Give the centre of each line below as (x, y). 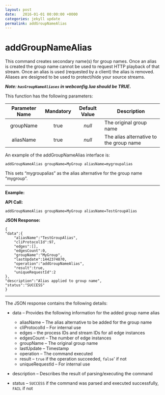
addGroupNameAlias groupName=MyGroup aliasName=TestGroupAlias (71, 211)
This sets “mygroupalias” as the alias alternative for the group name (74, 173)
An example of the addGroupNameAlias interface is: (58, 155)
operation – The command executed (56, 354)
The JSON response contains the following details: (56, 304)
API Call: (14, 202)
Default (88, 108)
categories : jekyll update (33, 19)
